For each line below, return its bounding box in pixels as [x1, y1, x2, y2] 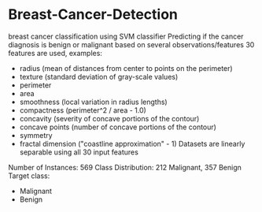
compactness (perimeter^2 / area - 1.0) [19, 105, 147, 115]
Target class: [8, 171, 50, 180]
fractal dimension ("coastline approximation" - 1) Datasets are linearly [19, 139, 245, 148]
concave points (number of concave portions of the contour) [19, 122, 216, 132]
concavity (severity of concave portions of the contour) [19, 113, 200, 123]
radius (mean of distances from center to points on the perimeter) [19, 63, 234, 73]
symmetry [19, 130, 53, 139]
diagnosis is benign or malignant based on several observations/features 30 [8, 39, 255, 49]
